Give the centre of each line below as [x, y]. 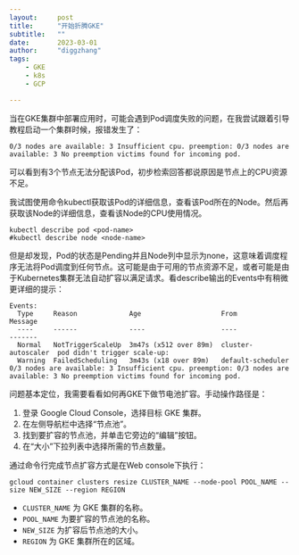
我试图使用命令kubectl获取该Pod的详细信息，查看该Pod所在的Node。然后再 [149, 202]
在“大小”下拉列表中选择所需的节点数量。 [96, 446]
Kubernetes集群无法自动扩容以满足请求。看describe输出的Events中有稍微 [152, 277]
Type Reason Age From [128, 313]
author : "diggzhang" [55, 51]
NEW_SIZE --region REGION [77, 490]
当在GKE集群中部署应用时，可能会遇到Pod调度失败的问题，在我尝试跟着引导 [149, 118]
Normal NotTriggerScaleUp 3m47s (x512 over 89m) [116, 344]
